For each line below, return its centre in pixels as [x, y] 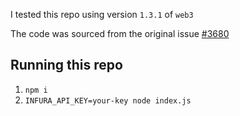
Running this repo [66, 65]
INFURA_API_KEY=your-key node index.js [108, 100]
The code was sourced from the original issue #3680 [120, 33]
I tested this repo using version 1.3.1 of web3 [102, 14]
